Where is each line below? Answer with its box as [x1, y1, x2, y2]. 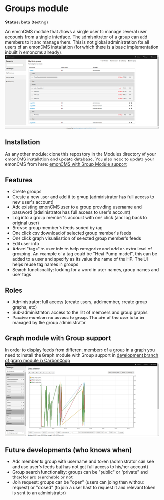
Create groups [12, 189, 41, 195]
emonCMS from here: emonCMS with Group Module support [5, 161, 127, 167]
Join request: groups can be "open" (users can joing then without [12, 479, 144, 485]
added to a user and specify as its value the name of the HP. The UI [12, 256, 148, 262]
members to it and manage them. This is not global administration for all [5, 39, 150, 45]
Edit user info [12, 241, 39, 247]
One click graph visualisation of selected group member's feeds [12, 235, 141, 241]
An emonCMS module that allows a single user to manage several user [5, 28, 147, 34]
